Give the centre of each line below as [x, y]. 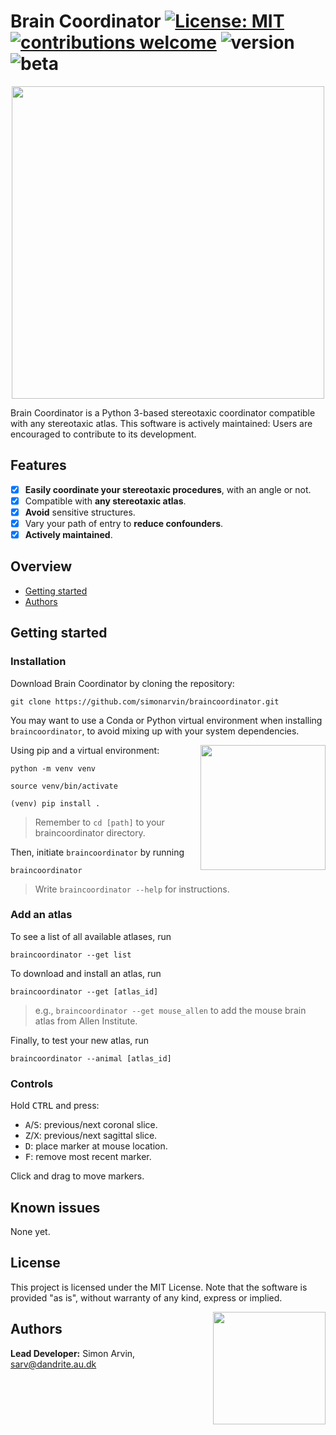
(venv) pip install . [55, 803]
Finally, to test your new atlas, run [80, 1040]
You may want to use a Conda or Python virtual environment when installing [166, 720]
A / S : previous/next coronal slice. [91, 1125]
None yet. [30, 1231]
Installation [38, 662]
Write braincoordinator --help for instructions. [132, 889]
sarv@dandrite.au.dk [53, 1364]
